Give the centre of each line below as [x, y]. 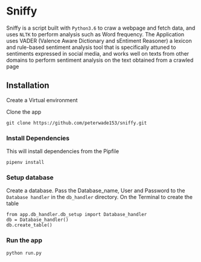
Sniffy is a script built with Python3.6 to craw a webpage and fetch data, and [101, 28]
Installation [28, 86]
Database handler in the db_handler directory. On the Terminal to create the [100, 197]
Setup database [30, 177]
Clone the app [24, 112]
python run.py [24, 253]
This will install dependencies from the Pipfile [63, 151]
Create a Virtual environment [42, 100]
